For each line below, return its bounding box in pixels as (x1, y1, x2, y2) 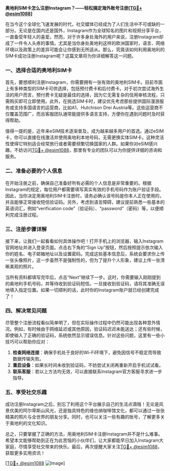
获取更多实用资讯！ (5, 450, 46, 456)
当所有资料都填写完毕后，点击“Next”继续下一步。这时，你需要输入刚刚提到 (5, 274, 161, 280)
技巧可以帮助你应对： (5, 339, 50, 345)
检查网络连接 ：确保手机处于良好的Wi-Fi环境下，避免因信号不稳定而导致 (12, 350, 162, 356)
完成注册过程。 (9, 212, 41, 218)
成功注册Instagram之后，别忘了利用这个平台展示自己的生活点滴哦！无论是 (5, 401, 159, 408)
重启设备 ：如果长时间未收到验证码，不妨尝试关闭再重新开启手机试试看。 (12, 362, 163, 368)
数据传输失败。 (12, 356, 44, 362)
